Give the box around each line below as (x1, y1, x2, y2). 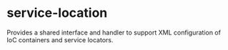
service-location (6, 5, 108, 21)
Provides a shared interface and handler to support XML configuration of (6, 28, 221, 37)
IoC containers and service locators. (6, 35, 114, 44)
